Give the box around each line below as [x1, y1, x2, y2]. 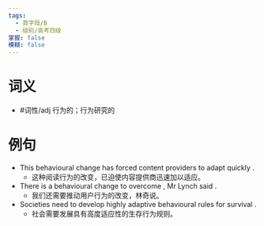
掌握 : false [8, 33, 45, 42]
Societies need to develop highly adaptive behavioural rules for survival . [19, 200, 257, 209]
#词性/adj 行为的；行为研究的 [19, 105, 115, 115]
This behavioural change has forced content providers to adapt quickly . [19, 163, 255, 172]
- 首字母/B [15, 19, 47, 27]
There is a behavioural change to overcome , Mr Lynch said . [19, 182, 217, 190]
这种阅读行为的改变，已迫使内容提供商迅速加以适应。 [31, 172, 206, 182]
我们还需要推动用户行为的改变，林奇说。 [31, 191, 164, 200]
